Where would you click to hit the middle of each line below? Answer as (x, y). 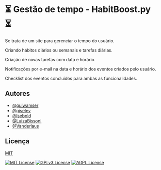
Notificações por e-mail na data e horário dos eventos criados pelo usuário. (80, 69)
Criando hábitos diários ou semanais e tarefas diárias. (59, 50)
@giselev (21, 110)
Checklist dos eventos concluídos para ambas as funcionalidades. (71, 78)
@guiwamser (25, 105)
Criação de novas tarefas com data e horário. (50, 59)
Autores (17, 93)
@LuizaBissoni (27, 121)
